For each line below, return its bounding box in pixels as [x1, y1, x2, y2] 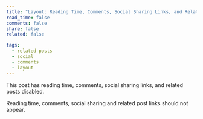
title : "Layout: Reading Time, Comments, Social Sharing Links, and [6, 8, 182, 15]
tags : [6, 42, 20, 48]
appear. [6, 106, 25, 113]
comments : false [6, 20, 47, 26]
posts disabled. [6, 88, 45, 95]
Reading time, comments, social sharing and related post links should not [6, 99, 188, 106]
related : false [6, 31, 45, 37]
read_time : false [6, 14, 50, 21]
